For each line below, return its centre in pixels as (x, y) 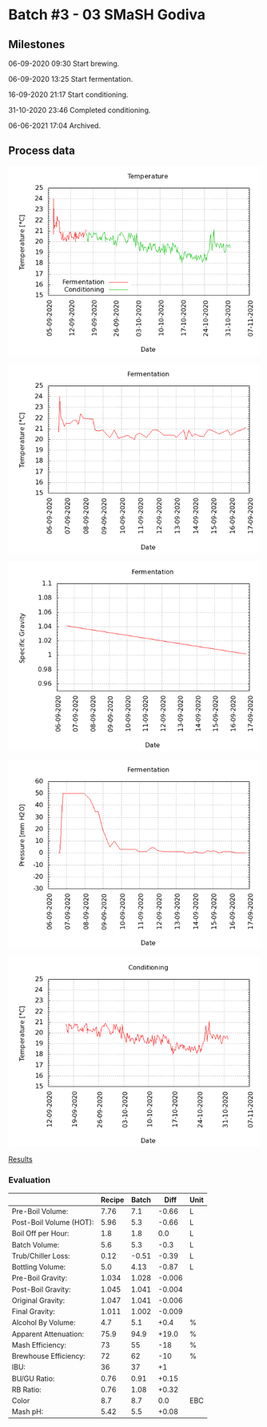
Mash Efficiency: (39, 1344)
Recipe (113, 1199)
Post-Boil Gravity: (41, 1289)
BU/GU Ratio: (33, 1378)
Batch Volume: (36, 1244)
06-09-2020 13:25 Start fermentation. (71, 79)
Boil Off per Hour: (40, 1234)
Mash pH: (28, 1412)
